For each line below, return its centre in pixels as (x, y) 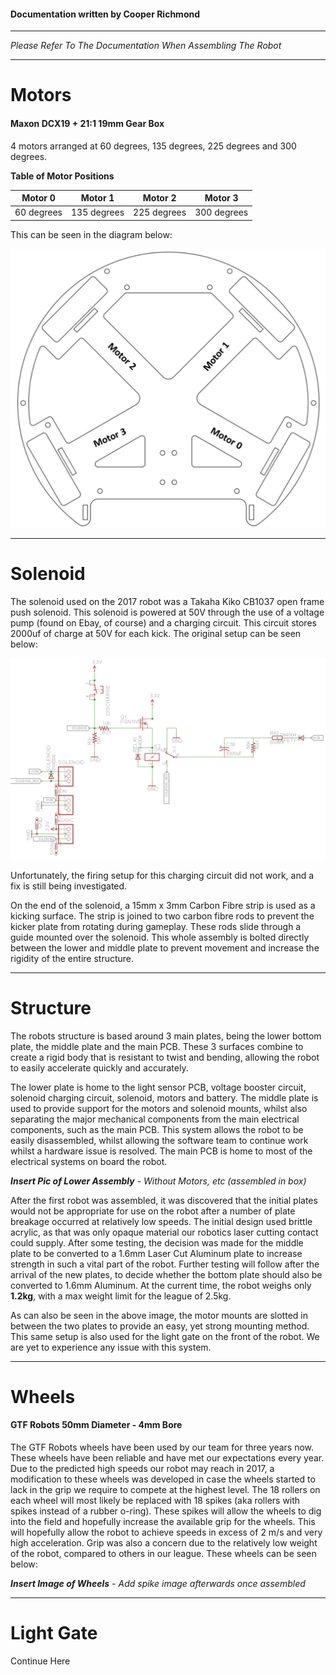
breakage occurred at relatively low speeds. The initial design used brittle (161, 1221)
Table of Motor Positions (62, 176)
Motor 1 (97, 198)
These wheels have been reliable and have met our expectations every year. (167, 1457)
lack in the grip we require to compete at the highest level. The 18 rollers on (165, 1489)
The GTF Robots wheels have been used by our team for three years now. (162, 1447)
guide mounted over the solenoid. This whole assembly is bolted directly (160, 937)
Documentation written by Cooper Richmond (105, 14)
